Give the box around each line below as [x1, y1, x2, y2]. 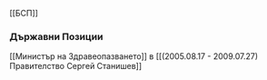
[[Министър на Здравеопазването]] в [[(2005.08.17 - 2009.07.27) [9, 51, 259, 62]
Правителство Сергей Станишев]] [9, 61, 143, 72]
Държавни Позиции [9, 30, 104, 43]
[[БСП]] [9, 8, 39, 18]
